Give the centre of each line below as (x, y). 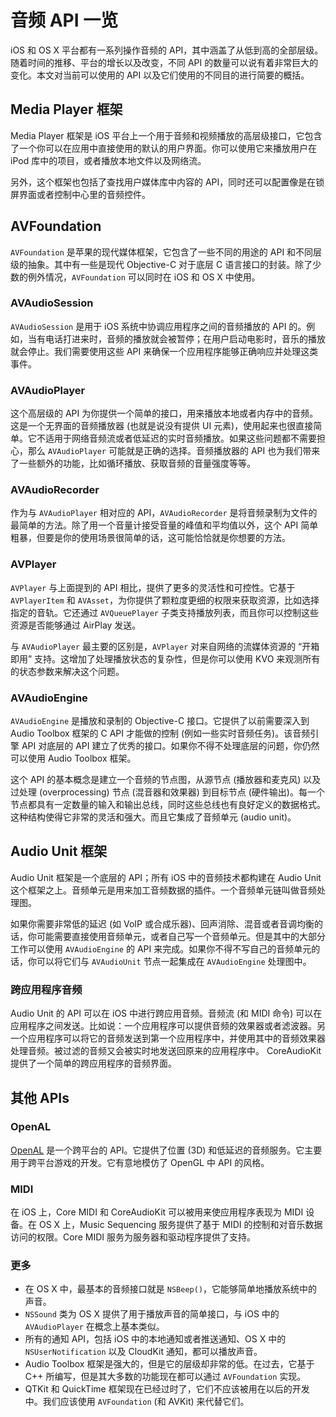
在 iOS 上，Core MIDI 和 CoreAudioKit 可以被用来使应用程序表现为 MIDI (157, 1212)
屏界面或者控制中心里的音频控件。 (80, 194)
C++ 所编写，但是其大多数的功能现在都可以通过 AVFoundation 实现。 (165, 1377)
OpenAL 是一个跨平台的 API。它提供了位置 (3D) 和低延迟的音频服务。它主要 (166, 1150)
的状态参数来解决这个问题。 (67, 671)
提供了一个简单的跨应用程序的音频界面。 (93, 1063)
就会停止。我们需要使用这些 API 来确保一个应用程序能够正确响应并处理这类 (164, 351)
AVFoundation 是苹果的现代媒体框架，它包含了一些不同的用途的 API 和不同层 (166, 252)
